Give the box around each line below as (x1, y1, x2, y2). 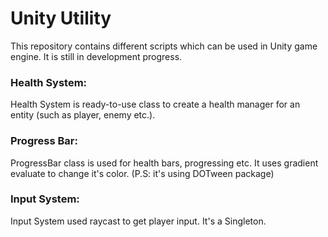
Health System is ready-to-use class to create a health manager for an (10, 98, 301, 111)
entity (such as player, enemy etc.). (10, 109, 156, 121)
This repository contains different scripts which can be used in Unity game (10, 40, 318, 52)
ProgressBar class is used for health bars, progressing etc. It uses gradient (10, 157, 319, 169)
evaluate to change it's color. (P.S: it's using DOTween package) (10, 167, 275, 179)
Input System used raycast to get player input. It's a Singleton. (10, 215, 267, 227)
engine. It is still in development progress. (10, 50, 183, 62)
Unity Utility (10, 7, 112, 30)
